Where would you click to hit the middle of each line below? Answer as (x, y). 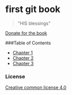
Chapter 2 (23, 58)
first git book (33, 9)
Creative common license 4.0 (36, 87)
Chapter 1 (23, 53)
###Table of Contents (28, 43)
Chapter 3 (23, 63)
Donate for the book (26, 33)
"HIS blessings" (34, 23)
